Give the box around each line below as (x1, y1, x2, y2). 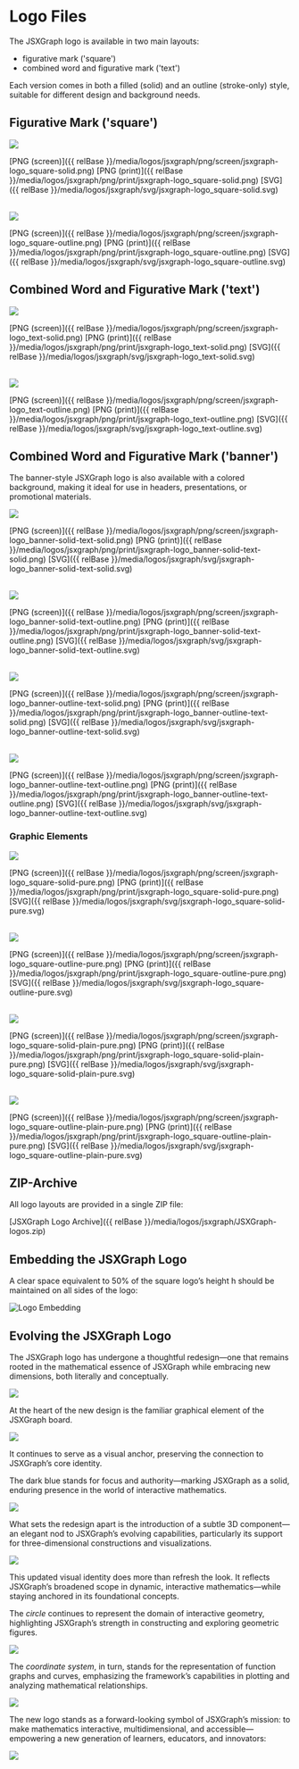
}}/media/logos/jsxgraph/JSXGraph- (144, 1216, 277, 1227)
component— (239, 1519, 290, 1530)
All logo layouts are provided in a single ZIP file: (9, 1199, 184, 1210)
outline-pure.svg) (9, 987, 73, 997)
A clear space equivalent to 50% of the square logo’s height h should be (9, 1275, 275, 1287)
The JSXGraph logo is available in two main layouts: (9, 36, 199, 46)
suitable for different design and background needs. (9, 89, 201, 100)
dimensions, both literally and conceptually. (9, 1371, 170, 1381)
